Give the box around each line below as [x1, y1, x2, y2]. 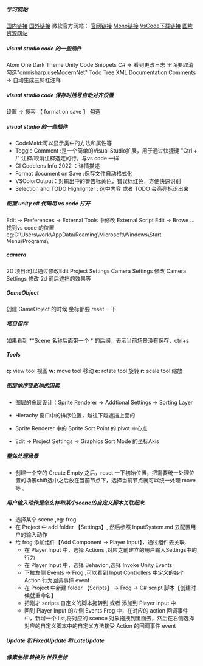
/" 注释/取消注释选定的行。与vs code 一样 [15, 154, 120, 162]
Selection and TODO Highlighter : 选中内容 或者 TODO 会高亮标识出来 [15, 185, 189, 192]
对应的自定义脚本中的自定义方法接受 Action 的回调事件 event [24, 622, 176, 629]
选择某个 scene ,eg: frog [15, 515, 77, 523]
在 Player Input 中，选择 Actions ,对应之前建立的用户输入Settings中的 [24, 546, 198, 553]
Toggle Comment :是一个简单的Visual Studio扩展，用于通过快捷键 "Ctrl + [15, 146, 198, 154]
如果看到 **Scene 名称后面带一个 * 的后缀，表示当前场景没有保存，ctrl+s [6, 337, 190, 344]
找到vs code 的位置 [6, 224, 55, 231]
